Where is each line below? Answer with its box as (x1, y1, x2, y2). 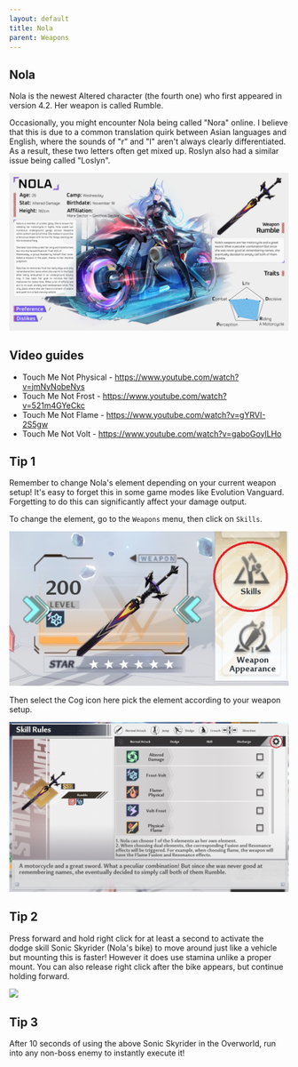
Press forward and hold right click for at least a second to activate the (9, 933, 264, 943)
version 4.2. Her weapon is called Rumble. (9, 100, 164, 111)
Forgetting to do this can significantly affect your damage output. (9, 496, 247, 507)
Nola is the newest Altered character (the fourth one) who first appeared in (9, 91, 282, 101)
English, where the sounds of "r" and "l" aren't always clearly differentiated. (9, 136, 286, 147)
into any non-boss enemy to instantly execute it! (9, 1047, 185, 1058)
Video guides (9, 348, 84, 364)
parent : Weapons (9, 33, 69, 42)
